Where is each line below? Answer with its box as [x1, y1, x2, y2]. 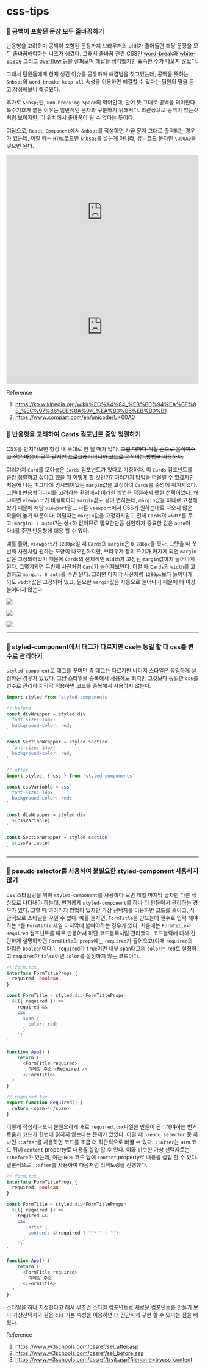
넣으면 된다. [6, 142, 35, 150]
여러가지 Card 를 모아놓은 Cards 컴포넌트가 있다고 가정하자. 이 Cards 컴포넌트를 [6, 465, 193, 473]
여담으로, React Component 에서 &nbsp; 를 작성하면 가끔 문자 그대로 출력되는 [6, 127, 184, 134]
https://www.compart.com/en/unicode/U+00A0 [15, 414, 135, 421]
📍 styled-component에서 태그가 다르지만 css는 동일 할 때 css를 [6, 643, 187, 651]
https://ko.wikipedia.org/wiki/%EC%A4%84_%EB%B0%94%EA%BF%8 [15, 401, 197, 408]
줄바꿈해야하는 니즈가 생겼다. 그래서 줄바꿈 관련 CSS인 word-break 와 [12, 50, 178, 57]
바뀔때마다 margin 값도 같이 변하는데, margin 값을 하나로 [51, 496, 182, 503]
